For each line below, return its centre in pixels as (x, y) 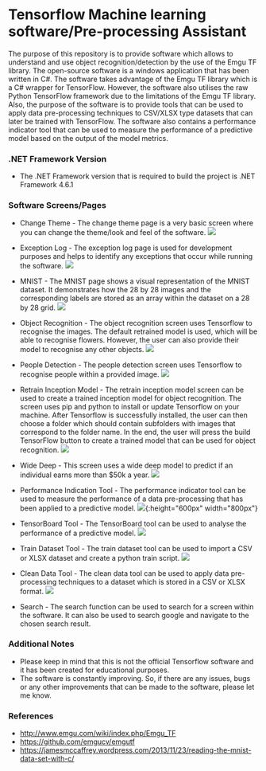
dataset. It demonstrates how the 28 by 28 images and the (116, 289)
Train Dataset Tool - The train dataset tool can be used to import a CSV (136, 548)
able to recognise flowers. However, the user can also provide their (129, 339)
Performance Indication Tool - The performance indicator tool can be (133, 490)
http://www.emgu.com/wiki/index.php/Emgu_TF (98, 734)
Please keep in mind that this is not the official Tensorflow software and (137, 661)
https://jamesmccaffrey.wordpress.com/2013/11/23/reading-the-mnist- (135, 750)
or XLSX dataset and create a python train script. (100, 558)
